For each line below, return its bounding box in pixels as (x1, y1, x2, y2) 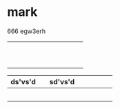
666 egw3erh (7, 27, 46, 35)
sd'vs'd (49, 77, 75, 86)
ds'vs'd (10, 77, 36, 86)
